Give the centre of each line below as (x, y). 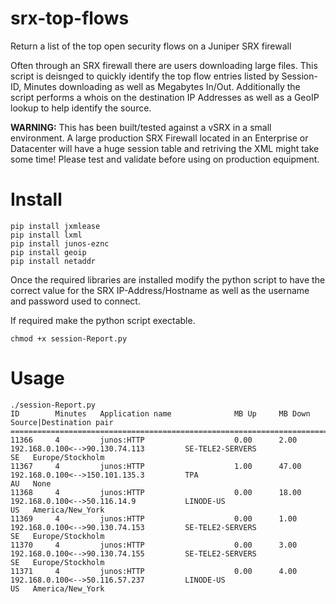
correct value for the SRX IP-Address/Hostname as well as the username (160, 290)
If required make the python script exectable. (103, 320)
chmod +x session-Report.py (69, 338)
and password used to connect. (75, 301)
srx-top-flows (70, 18)
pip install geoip (48, 252)
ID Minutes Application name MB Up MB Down (160, 413)
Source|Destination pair (62, 422)
